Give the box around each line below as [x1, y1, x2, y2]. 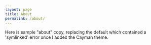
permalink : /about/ [5, 16, 45, 21]
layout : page [5, 7, 32, 12]
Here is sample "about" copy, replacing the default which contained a [5, 30, 147, 35]
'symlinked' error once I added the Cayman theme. [5, 34, 109, 40]
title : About [5, 12, 32, 16]
